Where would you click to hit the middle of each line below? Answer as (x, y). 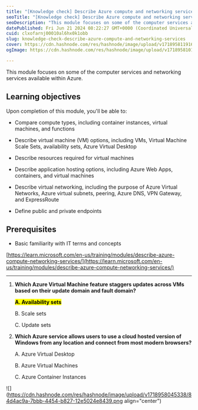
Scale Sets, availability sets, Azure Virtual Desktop (76, 146)
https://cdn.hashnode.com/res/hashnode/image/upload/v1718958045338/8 (100, 395)
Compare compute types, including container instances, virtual (91, 122)
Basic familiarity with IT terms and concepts (68, 244)
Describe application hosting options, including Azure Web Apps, (93, 169)
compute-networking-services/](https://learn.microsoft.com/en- (84, 261)
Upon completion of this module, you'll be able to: (67, 111)
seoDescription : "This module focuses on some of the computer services (97, 22)
